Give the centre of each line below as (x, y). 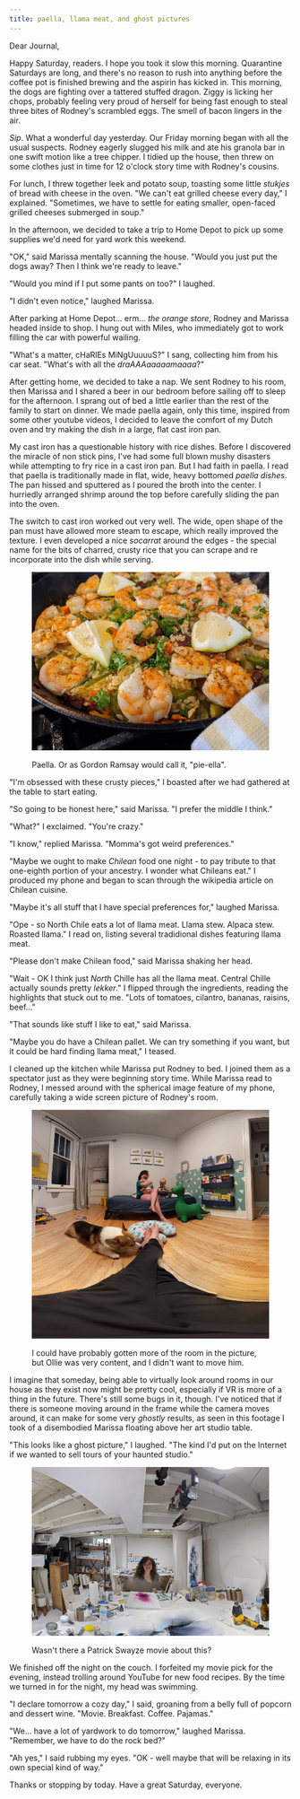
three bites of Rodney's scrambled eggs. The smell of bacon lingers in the (146, 110)
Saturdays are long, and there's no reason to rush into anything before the (146, 73)
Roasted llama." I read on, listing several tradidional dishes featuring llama (146, 934)
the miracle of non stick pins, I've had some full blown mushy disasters (140, 456)
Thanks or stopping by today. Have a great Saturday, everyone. (126, 1785)
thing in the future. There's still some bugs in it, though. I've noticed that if (146, 1399)
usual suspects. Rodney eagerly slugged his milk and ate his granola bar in (147, 147)
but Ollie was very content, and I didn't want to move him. (138, 1363)
